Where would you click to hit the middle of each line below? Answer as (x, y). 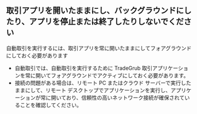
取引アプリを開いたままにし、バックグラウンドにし (99, 11)
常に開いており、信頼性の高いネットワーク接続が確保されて (112, 97)
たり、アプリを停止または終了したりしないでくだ (95, 22)
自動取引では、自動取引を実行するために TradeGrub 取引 (83, 68)
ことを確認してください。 (51, 105)
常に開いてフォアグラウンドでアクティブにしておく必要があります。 (107, 75)
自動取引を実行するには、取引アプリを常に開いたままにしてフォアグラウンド (99, 48)
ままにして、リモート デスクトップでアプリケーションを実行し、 (93, 90)
